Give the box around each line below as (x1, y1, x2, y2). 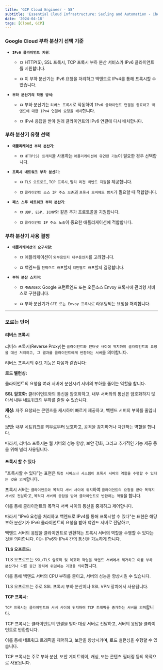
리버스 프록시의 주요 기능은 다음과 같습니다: (5, 360, 87, 366)
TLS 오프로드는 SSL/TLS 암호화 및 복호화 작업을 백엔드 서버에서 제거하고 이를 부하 (5, 557, 153, 563)
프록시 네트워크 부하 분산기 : (12, 169, 60, 175)
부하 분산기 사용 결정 (5, 233, 50, 239)
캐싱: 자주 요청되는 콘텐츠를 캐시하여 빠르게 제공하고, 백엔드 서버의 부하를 (5, 408, 144, 414)
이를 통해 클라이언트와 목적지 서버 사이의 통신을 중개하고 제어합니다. (5, 503, 133, 509)
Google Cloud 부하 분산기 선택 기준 (5, 38, 84, 44)
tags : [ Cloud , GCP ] (5, 20, 45, 26)
